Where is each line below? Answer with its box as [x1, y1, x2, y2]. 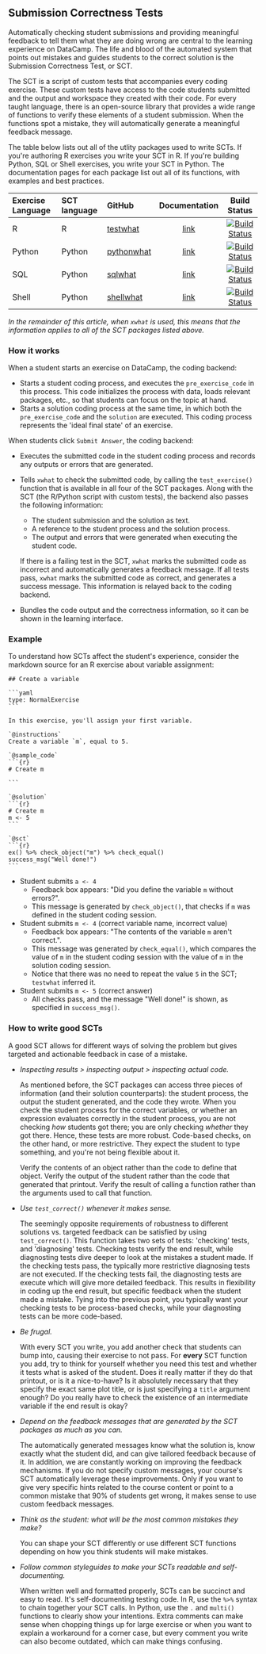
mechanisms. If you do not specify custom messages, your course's [19, 1465, 243, 1475]
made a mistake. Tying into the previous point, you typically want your [19, 1294, 249, 1304]
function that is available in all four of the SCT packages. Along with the [19, 484, 253, 493]
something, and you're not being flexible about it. [19, 1147, 180, 1157]
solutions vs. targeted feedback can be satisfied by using [19, 1227, 207, 1236]
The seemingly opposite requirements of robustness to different [19, 1219, 229, 1228]
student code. [31, 541, 78, 550]
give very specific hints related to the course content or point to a [19, 1482, 234, 1491]
